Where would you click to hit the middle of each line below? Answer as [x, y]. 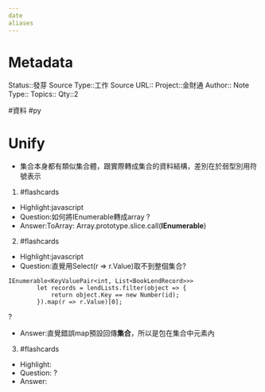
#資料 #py [25, 111]
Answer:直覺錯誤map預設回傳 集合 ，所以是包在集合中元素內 [117, 333]
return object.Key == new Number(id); [115, 295]
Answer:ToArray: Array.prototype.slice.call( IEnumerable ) [113, 226]
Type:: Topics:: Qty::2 [43, 94]
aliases [21, 23]
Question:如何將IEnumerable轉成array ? [85, 217]
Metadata [41, 62]
